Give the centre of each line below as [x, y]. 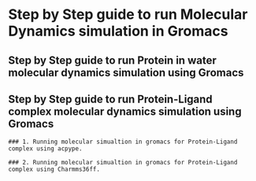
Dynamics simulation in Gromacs [118, 31]
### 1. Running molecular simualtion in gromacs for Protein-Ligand [123, 142]
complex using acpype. [45, 149]
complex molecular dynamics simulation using [125, 111]
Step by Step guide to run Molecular [128, 15]
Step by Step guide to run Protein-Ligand [110, 99]
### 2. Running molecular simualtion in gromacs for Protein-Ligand [123, 163]
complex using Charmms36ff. [54, 170]
